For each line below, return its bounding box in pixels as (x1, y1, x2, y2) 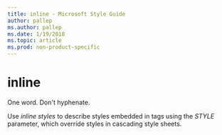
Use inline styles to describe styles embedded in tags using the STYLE (7, 111, 215, 120)
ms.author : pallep (7, 24, 62, 31)
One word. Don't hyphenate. (7, 98, 90, 106)
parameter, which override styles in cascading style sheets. (7, 119, 182, 128)
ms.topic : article (7, 37, 62, 44)
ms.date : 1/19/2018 (7, 30, 65, 38)
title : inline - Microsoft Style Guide (7, 10, 126, 18)
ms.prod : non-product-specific (7, 44, 100, 51)
